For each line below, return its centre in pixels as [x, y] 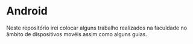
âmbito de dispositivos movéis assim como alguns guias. [77, 34]
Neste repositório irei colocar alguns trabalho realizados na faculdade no [97, 28]
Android [27, 11]
